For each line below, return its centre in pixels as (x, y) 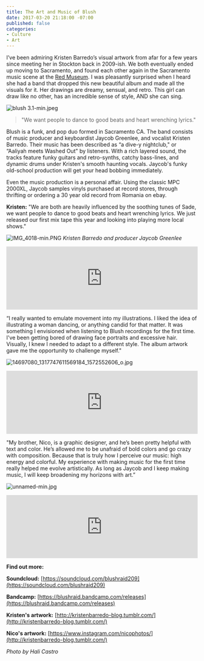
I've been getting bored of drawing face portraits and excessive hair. (92, 337)
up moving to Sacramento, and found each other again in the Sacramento (98, 70)
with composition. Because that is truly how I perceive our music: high (94, 455)
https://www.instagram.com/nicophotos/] (101, 633)
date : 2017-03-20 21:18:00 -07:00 (50, 18)
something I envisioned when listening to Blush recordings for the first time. (101, 331)
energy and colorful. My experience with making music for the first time (96, 462)
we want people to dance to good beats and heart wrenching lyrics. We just (101, 213)
